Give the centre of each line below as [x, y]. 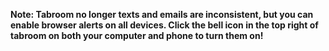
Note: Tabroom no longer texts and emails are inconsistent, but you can [162, 14]
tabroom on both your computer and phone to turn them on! [137, 35]
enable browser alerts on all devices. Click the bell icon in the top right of [164, 25]
